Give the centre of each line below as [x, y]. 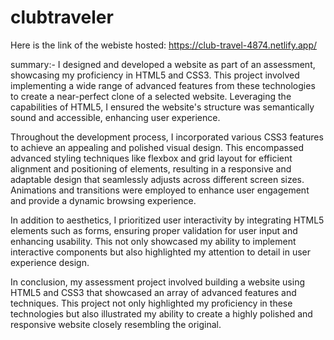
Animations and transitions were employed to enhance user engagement [160, 190]
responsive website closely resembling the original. [116, 324]
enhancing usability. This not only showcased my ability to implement [153, 241]
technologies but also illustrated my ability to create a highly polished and [161, 313]
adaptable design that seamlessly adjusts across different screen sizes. [157, 179]
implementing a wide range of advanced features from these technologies [163, 85]
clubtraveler [62, 17]
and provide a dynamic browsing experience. [103, 200]
